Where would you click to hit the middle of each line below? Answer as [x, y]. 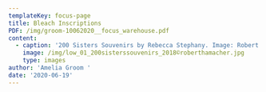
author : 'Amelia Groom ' [50, 68]
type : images [44, 61]
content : [23, 38]
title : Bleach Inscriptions [55, 23]
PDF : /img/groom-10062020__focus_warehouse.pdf [89, 30]
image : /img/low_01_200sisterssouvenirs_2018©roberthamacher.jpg [134, 53]
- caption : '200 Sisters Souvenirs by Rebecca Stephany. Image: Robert [137, 46]
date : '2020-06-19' [41, 75]
